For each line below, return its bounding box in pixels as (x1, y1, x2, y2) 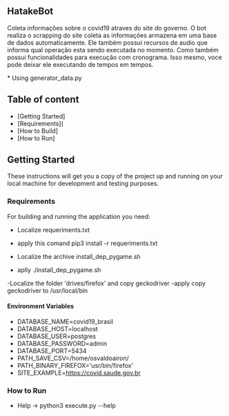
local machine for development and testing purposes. (7, 179, 159, 188)
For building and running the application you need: (7, 212, 150, 220)
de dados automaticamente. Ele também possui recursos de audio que (7, 38, 208, 47)
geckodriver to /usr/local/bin (7, 286, 88, 295)
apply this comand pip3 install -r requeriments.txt (17, 239, 158, 247)
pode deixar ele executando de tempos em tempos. (7, 60, 154, 68)
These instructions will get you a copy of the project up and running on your (7, 172, 223, 180)
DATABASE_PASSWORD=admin (17, 339, 108, 347)
